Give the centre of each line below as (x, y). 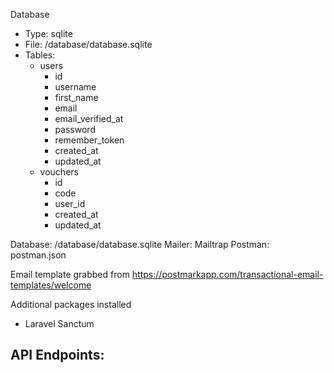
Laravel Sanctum (59, 323)
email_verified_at (89, 118)
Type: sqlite (48, 33)
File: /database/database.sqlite (88, 44)
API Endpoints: (57, 355)
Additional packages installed (71, 304)
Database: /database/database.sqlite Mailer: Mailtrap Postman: (140, 244)
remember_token (89, 140)
